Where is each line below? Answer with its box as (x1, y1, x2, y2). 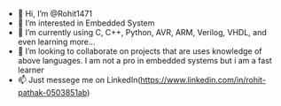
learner (17, 64, 44, 75)
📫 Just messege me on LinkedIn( (17, 75, 141, 85)
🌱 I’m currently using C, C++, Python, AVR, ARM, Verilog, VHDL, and (17, 27, 268, 37)
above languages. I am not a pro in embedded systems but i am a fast (17, 56, 272, 65)
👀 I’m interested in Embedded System (17, 18, 155, 28)
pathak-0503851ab (17, 87, 88, 97)
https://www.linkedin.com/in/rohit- (140, 75, 266, 85)
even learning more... (17, 36, 96, 47)
